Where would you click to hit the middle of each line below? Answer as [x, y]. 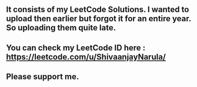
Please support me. [43, 77]
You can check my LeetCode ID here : [76, 48]
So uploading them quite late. [61, 28]
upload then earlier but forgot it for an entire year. [98, 19]
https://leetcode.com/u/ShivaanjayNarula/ [86, 57]
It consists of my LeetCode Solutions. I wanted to [98, 10]
